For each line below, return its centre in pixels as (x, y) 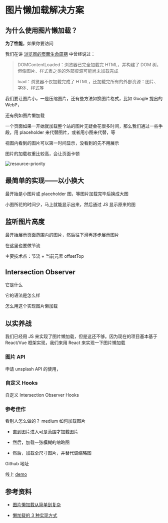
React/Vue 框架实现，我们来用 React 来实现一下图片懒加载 (65, 343)
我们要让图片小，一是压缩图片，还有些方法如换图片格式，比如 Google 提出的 (84, 99)
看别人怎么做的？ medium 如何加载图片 (45, 421)
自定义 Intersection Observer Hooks (42, 395)
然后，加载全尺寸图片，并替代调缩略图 (52, 453)
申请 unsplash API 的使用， (33, 369)
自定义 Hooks (21, 383)
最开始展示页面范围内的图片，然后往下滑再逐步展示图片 (62, 235)
